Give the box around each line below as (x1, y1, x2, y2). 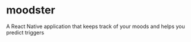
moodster (6, 3, 55, 17)
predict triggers (6, 29, 45, 36)
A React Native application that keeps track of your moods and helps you (6, 23, 186, 30)
